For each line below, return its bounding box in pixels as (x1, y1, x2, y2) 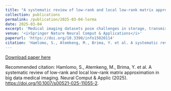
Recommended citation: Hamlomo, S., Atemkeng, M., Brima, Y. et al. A (5, 64, 152, 70)
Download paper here (5, 54, 51, 60)
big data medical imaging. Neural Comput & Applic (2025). (5, 74, 128, 81)
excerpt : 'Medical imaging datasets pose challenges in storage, (5, 26, 147, 31)
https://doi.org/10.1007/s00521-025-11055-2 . (5, 80, 99, 86)
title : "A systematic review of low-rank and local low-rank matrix (5, 7, 154, 13)
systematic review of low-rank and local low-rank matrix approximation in (5, 69, 159, 75)
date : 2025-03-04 (5, 21, 42, 27)
